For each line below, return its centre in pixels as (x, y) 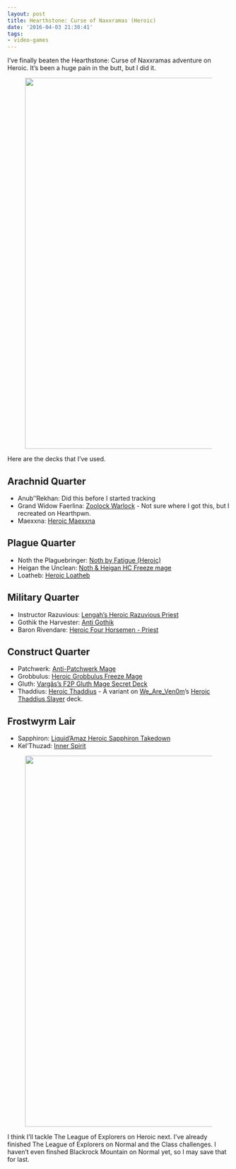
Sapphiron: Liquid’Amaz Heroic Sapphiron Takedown (94, 738)
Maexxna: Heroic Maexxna (56, 521)
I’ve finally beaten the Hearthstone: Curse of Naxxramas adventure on (109, 60)
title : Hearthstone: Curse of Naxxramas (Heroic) (82, 21)
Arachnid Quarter (47, 481)
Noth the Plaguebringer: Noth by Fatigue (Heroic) (89, 560)
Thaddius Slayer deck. (50, 699)
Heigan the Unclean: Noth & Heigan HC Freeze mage (94, 567)
